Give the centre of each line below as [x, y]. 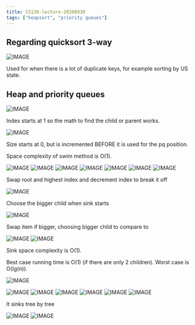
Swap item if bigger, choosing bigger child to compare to [77, 227]
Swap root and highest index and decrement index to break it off [87, 180]
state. [13, 75]
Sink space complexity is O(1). [44, 251]
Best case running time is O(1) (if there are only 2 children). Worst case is [98, 262]
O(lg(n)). [17, 269]
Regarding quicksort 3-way [59, 42]
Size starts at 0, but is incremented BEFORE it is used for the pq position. [97, 144]
